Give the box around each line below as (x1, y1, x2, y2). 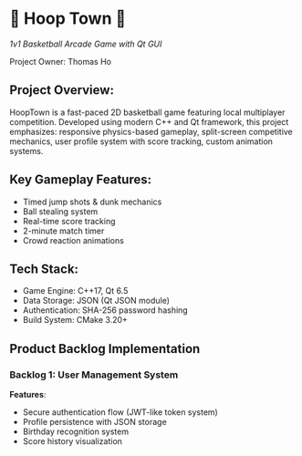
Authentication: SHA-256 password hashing (22, 305, 189, 316)
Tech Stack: (9, 261, 79, 276)
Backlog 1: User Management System (9, 368, 179, 381)
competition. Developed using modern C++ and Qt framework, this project (9, 116, 289, 127)
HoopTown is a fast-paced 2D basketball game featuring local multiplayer (9, 107, 286, 118)
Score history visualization (22, 436, 123, 447)
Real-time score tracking (22, 215, 116, 226)
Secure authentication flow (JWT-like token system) (22, 407, 219, 418)
